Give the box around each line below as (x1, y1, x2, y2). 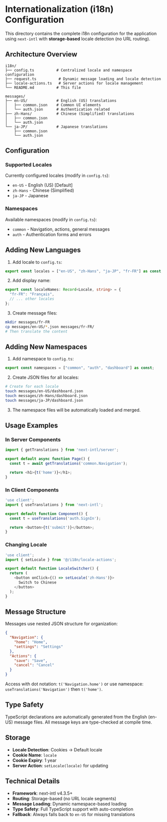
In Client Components (5, 486, 59, 493)
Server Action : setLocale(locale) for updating (12, 762, 108, 768)
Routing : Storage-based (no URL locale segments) (12, 795, 117, 801)
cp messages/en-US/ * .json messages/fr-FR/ (5, 324, 94, 329)
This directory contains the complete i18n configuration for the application (5, 30, 157, 36)
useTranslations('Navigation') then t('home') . (5, 686, 103, 692)
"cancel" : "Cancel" (14, 662, 55, 668)
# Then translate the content (5, 329, 68, 334)
